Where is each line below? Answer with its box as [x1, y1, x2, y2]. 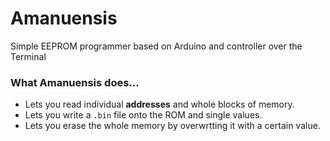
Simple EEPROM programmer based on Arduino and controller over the [10, 40, 303, 52]
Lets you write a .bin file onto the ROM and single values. [24, 109, 263, 121]
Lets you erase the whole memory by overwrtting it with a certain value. [24, 120, 321, 132]
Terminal [10, 50, 47, 62]
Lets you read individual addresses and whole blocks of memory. [24, 98, 295, 111]
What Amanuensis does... [10, 75, 140, 89]
